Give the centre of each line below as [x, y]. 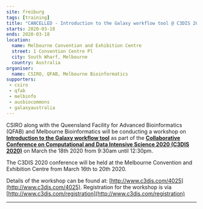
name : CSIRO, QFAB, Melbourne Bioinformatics [70, 74]
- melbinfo [22, 96]
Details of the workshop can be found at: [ [59, 181]
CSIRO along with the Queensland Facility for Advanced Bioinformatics [94, 125]
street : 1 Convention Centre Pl [53, 51]
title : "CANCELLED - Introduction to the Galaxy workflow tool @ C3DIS [98, 23]
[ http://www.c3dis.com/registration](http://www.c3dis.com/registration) [96, 193]
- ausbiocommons [29, 102]
